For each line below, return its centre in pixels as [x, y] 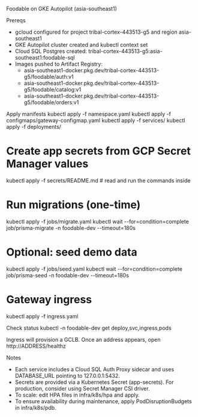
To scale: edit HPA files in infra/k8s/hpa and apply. [77, 395]
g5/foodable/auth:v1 [49, 77]
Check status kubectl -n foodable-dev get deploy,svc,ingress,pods [89, 328]
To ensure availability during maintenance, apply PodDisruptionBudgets [103, 401]
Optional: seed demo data [72, 252]
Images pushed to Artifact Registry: [59, 64]
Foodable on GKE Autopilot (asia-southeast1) [61, 9]
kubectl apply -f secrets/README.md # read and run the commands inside [98, 181]
